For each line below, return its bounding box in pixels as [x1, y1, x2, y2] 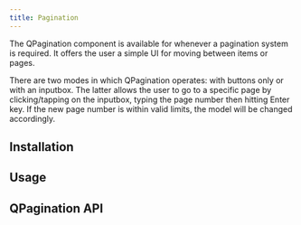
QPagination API [9, 201, 104, 216]
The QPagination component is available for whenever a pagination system [9, 38, 289, 49]
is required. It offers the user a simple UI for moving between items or [9, 47, 268, 59]
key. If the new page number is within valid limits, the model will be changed [9, 103, 293, 114]
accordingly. [9, 113, 56, 124]
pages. [9, 57, 35, 68]
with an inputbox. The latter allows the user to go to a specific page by [9, 84, 272, 95]
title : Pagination [9, 13, 79, 23]
